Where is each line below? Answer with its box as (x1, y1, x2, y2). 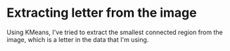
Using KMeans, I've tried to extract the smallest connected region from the (6, 28, 223, 36)
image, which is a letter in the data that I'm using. (6, 35, 149, 43)
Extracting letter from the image (6, 5, 198, 21)
